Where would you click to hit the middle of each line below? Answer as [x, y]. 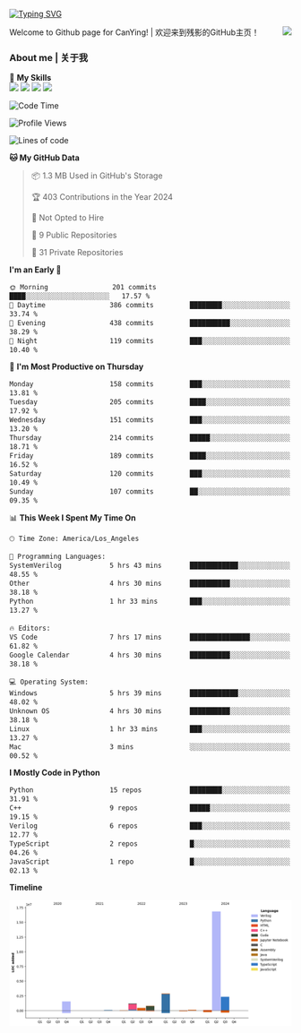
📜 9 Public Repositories [74, 235]
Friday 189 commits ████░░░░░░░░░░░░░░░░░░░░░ [150, 456]
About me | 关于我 [49, 57]
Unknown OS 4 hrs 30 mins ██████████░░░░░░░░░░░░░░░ [150, 711]
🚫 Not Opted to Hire [68, 218]
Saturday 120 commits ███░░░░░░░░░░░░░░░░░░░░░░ [150, 474]
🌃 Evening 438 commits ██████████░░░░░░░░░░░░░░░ [150, 323]
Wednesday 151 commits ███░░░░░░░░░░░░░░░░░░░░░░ [150, 420]
